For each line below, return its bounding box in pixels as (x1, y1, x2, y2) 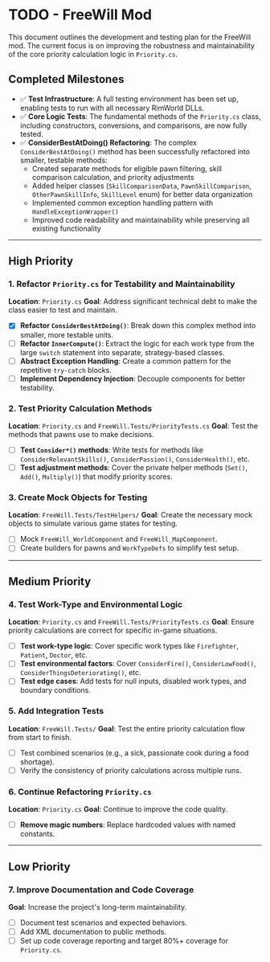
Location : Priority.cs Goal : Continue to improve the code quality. (8, 804, 228, 814)
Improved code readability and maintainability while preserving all (31, 215, 250, 224)
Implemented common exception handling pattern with (31, 198, 214, 207)
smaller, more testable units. (19, 330, 114, 339)
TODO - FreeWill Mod (8, 6, 153, 24)
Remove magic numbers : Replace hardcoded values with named (19, 820, 235, 829)
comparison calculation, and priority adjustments (31, 172, 194, 182)
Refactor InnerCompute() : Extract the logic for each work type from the (19, 338, 255, 348)
